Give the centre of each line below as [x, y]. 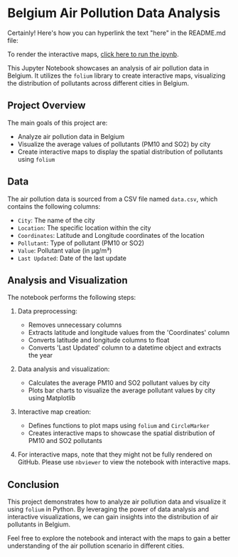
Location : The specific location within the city [84, 228]
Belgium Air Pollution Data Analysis [114, 13]
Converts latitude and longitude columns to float [99, 340]
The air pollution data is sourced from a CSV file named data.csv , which [113, 199]
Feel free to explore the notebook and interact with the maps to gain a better [119, 538]
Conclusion [33, 485]
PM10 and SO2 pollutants [65, 441]
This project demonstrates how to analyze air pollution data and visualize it [117, 502]
